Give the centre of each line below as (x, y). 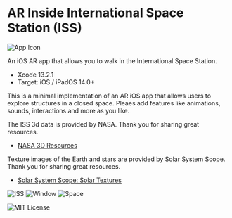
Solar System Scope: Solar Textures (69, 180)
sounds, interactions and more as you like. (69, 110)
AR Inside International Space (96, 13)
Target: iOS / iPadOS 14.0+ (56, 82)
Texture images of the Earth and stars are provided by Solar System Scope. (116, 159)
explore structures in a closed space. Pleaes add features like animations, (114, 103)
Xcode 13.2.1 (36, 75)
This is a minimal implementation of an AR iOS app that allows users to (109, 96)
